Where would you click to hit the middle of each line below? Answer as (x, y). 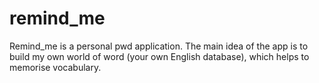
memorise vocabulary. (55, 67)
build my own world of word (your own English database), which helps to (159, 56)
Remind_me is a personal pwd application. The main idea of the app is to (159, 46)
